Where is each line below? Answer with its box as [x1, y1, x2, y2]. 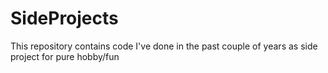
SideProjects [10, 7, 119, 30]
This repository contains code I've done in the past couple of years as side [10, 40, 318, 52]
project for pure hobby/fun [10, 50, 120, 62]
